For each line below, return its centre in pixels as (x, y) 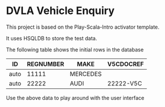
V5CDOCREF (126, 64)
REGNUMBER (45, 64)
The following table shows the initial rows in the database (75, 49)
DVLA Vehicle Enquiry (60, 11)
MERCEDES (86, 74)
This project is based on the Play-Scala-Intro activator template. (83, 27)
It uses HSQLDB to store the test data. (52, 38)
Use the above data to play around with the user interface (75, 98)
